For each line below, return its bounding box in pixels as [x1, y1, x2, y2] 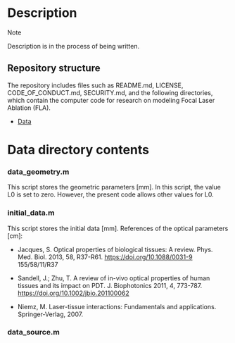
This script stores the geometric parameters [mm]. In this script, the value [7, 183, 222, 192]
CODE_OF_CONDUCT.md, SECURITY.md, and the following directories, [7, 88, 213, 96]
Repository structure [7, 62, 101, 75]
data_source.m [7, 328, 60, 337]
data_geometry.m [7, 167, 70, 177]
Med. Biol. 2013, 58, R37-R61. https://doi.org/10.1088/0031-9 [17, 252, 193, 261]
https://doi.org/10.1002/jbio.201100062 [17, 289, 129, 297]
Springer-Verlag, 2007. [17, 310, 84, 318]
